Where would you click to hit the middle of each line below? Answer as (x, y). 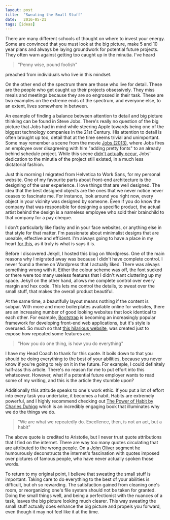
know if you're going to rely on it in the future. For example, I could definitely (85, 364)
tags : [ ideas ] (20, 24)
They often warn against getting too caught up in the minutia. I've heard (80, 55)
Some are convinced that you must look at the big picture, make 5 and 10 (81, 44)
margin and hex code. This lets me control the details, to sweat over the (80, 286)
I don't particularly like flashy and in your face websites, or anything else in (83, 227)
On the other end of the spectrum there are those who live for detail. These (84, 84)
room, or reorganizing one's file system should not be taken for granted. (80, 490)
